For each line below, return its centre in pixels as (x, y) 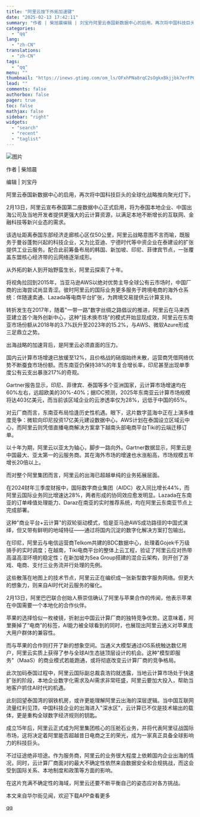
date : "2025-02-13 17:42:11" (42, 17)
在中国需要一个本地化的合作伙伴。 (48, 605)
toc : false (20, 106)
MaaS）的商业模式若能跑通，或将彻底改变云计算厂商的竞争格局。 (99, 660)
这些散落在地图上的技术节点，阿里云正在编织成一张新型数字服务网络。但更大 (100, 577)
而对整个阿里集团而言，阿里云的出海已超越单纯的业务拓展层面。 (84, 475)
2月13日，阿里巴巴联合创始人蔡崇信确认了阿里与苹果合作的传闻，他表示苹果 (99, 597)
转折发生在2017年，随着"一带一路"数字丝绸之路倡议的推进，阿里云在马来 (95, 309)
